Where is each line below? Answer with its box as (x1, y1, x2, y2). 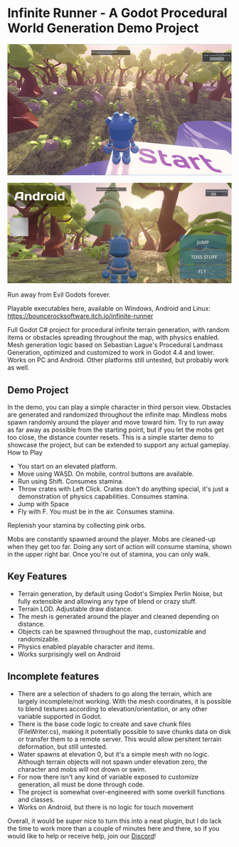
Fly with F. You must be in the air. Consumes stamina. (17, 507, 175, 516)
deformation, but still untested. (17, 742, 108, 751)
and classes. (17, 795, 55, 804)
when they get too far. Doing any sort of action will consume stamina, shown (7, 542, 232, 550)
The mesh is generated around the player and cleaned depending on (17, 612, 219, 620)
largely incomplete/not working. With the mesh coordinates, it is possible (17, 697, 232, 705)
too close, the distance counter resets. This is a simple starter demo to (7, 432, 215, 442)
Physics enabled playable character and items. (17, 642, 155, 651)
